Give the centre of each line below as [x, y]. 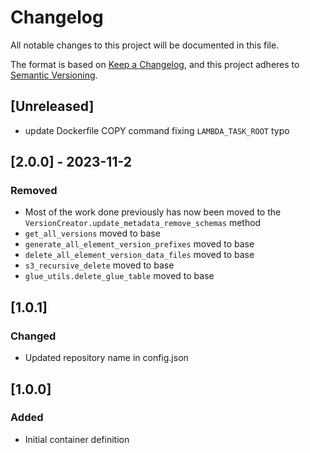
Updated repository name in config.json [106, 358]
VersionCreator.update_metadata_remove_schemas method [143, 223]
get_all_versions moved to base [92, 233]
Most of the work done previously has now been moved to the [153, 212]
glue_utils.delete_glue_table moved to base [119, 276]
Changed [33, 336]
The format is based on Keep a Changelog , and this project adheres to [155, 64]
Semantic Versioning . [54, 75]
